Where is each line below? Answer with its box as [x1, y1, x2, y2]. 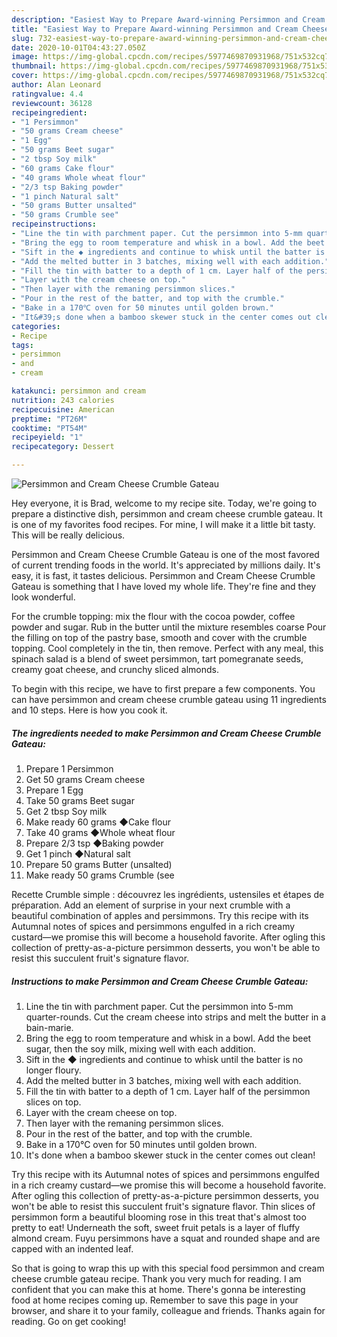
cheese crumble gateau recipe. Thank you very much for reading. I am [11, 1272, 302, 1285]
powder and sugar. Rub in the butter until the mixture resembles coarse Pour [11, 621, 327, 633]
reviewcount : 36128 [11, 98, 93, 108]
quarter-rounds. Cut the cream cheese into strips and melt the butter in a [25, 1011, 327, 1023]
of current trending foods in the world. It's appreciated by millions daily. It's [11, 559, 321, 571]
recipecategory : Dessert [11, 442, 115, 452]
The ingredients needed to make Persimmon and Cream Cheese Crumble [11, 727, 322, 739]
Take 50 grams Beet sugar [25, 794, 135, 806]
